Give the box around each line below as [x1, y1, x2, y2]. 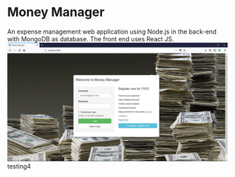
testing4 [7, 162, 31, 170]
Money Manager [7, 4, 105, 20]
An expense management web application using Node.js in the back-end [7, 27, 217, 36]
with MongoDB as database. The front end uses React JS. [7, 34, 174, 43]
